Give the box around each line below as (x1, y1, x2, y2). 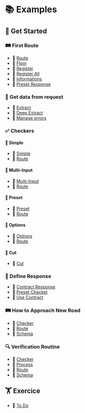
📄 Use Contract (12, 294, 44, 301)
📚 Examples (5, 4, 57, 15)
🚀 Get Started (5, 27, 47, 35)
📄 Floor (12, 60, 27, 66)
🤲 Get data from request (5, 93, 63, 100)
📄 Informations (12, 76, 42, 82)
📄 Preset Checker (12, 289, 48, 295)
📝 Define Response (5, 273, 52, 280)
